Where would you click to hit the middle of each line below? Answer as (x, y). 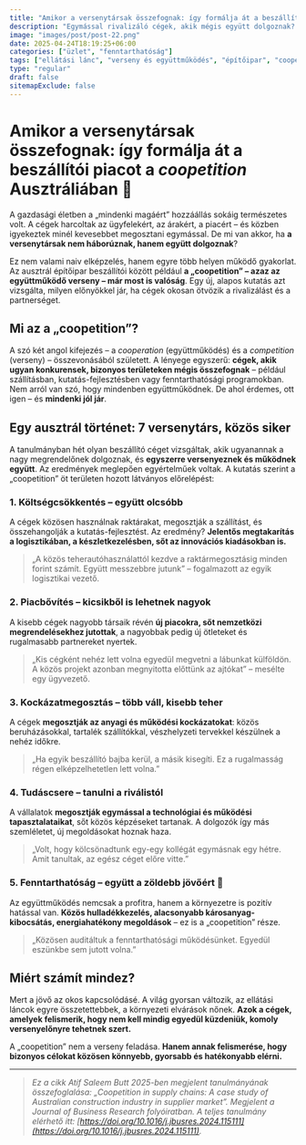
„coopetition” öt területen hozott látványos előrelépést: (112, 479)
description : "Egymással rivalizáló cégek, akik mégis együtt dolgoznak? (153, 26)
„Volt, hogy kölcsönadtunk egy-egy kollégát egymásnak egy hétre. (156, 849)
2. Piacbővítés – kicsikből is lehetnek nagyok (110, 602)
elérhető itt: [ (56, 1121)
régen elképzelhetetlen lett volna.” (96, 769)
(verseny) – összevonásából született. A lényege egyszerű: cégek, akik (143, 360)
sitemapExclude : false (52, 86)
